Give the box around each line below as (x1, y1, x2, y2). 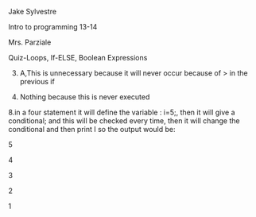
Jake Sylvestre (8, 7, 57, 16)
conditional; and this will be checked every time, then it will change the (8, 116, 240, 126)
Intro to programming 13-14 (8, 22, 98, 31)
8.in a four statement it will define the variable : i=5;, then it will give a (8, 107, 236, 117)
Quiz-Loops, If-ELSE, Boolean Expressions (8, 53, 148, 62)
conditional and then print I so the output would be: (8, 125, 176, 134)
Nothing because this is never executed (19, 92, 150, 102)
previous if (19, 77, 56, 86)
